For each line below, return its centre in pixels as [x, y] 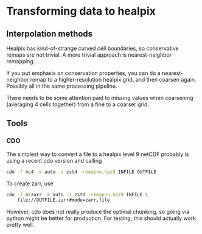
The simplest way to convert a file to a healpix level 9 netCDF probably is [98, 154]
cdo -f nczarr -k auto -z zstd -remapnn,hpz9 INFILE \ [77, 194]
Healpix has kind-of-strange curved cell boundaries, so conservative [92, 48]
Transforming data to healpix [81, 11]
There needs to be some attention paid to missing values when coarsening [100, 98]
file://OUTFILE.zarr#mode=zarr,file [64, 200]
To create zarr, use [30, 183]
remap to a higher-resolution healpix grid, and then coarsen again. [113, 80]
